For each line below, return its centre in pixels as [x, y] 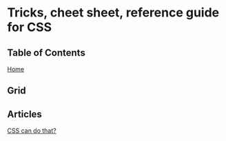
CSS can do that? [32, 131]
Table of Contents [47, 53]
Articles [25, 114]
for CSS [30, 27]
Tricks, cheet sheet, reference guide [113, 13]
